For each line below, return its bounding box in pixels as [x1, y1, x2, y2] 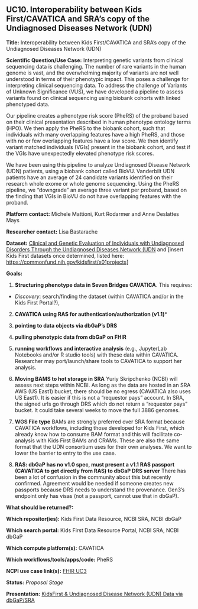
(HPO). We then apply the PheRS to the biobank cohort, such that [6, 124, 165, 132]
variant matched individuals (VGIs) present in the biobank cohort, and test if [6, 143, 191, 150]
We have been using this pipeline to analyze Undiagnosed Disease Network [6, 161, 190, 168]
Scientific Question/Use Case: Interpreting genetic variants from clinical [6, 56, 184, 64]
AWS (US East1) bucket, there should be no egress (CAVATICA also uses [14, 387, 191, 395]
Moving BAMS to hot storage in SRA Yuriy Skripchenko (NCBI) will [14, 375, 178, 382]
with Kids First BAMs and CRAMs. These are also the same [36, 437, 180, 444]
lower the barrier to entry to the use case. [14, 449, 116, 456]
